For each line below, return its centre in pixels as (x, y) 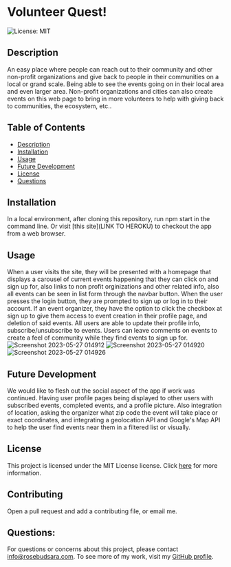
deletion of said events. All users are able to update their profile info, (104, 323)
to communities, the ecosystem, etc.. (59, 106)
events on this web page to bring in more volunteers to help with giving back (115, 99)
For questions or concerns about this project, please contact (93, 549)
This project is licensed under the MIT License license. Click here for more (112, 465)
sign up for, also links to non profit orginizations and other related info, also (113, 287)
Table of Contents (46, 128)
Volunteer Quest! (57, 12)
